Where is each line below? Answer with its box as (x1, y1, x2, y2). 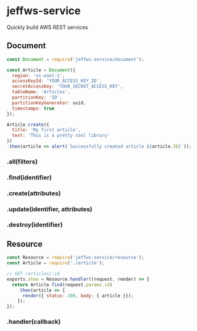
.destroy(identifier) (6, 221, 63, 229)
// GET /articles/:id (6, 271, 60, 277)
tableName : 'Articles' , (12, 89, 70, 95)
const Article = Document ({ (6, 67, 76, 73)
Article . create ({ (6, 122, 50, 127)
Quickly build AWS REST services (6, 24, 88, 31)
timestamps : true (12, 105, 55, 112)
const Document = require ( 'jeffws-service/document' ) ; (6, 56, 145, 63)
